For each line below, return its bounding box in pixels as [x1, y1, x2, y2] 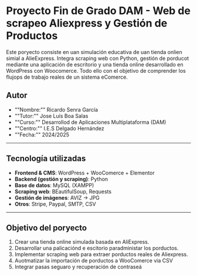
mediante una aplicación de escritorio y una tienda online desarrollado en [6, 60, 184, 68]
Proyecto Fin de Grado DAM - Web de [6, 4, 191, 18]
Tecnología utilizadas [6, 154, 86, 164]
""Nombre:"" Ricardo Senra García [14, 106, 98, 113]
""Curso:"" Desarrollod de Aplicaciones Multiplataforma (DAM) [14, 119, 167, 126]
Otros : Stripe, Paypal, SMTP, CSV [14, 200, 96, 207]
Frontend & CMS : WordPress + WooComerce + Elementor [14, 169, 155, 176]
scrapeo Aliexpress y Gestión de [6, 16, 168, 30]
